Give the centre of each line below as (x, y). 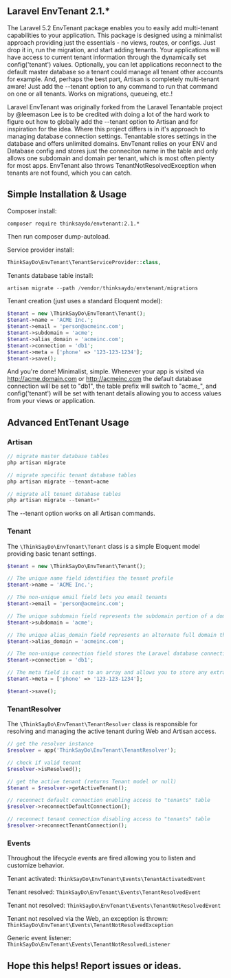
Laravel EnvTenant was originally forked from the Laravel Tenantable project (115, 107)
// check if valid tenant (44, 763)
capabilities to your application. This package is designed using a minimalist (114, 35)
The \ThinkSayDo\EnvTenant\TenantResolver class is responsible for (102, 724)
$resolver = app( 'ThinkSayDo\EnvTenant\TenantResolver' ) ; (92, 750)
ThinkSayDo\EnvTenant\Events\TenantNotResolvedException (90, 925)
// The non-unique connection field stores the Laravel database (102, 654)
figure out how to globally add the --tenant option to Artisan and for (103, 121)
